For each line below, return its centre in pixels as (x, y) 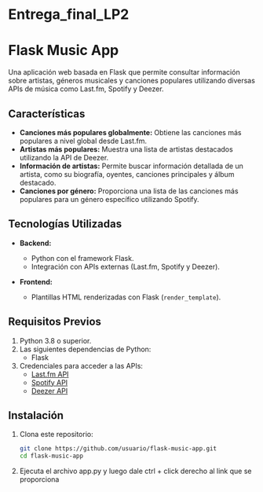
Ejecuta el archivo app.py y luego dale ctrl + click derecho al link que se (135, 471)
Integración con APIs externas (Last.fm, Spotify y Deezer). (125, 266)
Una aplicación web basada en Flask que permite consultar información (124, 72)
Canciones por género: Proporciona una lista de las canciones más (129, 191)
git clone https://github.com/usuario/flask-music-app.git (118, 449)
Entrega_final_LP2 (69, 15)
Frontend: (36, 281)
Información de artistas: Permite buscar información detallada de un (131, 166)
